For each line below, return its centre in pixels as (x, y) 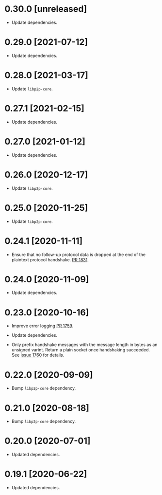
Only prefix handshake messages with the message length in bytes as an (84, 345)
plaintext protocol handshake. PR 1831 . (50, 259)
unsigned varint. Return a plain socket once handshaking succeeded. (81, 350)
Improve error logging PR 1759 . (42, 326)
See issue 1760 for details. (38, 355)
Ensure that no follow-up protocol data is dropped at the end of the (79, 255)
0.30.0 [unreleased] (46, 9)
